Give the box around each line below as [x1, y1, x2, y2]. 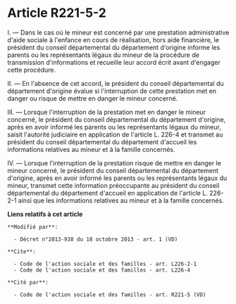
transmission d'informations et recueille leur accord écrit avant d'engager [7, 58, 221, 66]
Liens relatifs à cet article [7, 210, 83, 218]
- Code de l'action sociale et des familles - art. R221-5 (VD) [13, 291, 206, 298]
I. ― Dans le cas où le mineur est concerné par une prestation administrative [7, 28, 230, 37]
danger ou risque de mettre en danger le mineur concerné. [7, 94, 178, 103]
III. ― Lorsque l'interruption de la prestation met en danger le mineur [7, 108, 206, 116]
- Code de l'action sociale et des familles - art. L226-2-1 [13, 260, 197, 267]
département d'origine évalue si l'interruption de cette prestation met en [7, 87, 217, 95]
